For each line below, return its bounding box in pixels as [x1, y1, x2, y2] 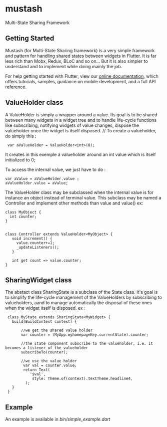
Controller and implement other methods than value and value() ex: [5, 200, 143, 206]
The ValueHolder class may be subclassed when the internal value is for [5, 189, 154, 195]
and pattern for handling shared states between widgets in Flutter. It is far [5, 53, 156, 59]
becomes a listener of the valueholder [5, 345, 88, 351]
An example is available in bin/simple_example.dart [5, 416, 110, 422]
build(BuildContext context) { [11, 319, 77, 324]
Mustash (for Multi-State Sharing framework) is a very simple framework [5, 47, 155, 53]
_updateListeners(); [16, 245, 59, 250]
